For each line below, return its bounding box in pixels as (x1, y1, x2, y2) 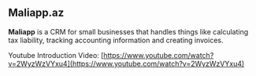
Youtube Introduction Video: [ (8, 50, 104, 60)
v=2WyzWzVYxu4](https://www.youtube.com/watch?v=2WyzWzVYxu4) (8, 59, 245, 68)
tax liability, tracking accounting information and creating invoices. (8, 35, 224, 45)
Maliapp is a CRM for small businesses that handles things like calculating (8, 27, 249, 36)
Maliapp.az (8, 6, 65, 20)
